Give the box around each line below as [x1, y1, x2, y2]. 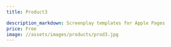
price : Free [6, 26, 37, 32]
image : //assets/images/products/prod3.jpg [6, 31, 119, 37]
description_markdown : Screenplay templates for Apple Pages [6, 20, 166, 26]
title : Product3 [6, 9, 48, 15]
